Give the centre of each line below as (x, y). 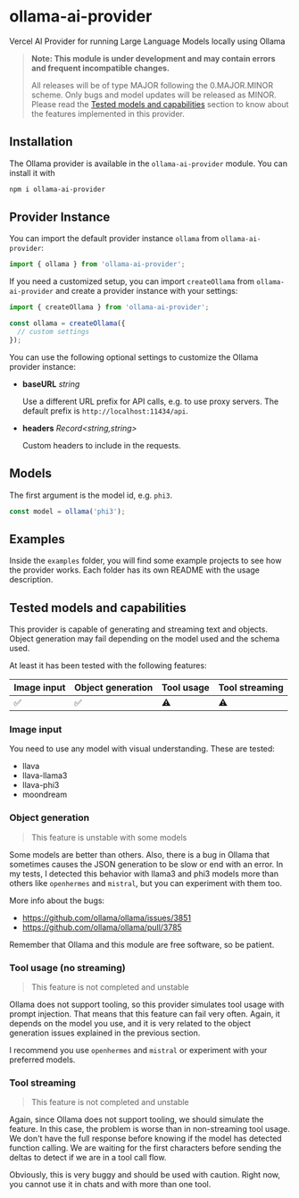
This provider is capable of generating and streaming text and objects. (138, 629)
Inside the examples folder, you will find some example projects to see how (145, 561)
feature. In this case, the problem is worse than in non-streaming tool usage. (149, 1129)
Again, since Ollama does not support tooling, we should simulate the (137, 1119)
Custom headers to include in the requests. (101, 445)
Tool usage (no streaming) (68, 968)
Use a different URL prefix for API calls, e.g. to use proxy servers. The (150, 401)
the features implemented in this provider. (108, 113)
